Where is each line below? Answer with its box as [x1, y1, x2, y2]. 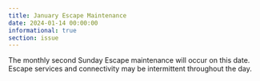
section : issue [8, 33, 59, 42]
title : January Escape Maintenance [8, 11, 127, 20]
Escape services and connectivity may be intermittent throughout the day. [8, 64, 252, 74]
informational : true [8, 26, 78, 34]
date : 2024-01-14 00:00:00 [8, 19, 98, 27]
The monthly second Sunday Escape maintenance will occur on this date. [8, 56, 250, 65]
